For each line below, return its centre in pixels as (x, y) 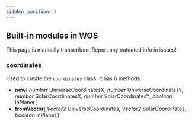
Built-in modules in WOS (52, 36)
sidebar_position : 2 (32, 12)
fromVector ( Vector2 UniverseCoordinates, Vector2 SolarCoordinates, (100, 109)
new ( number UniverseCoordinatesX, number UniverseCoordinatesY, (99, 90)
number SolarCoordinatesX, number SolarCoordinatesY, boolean (94, 96)
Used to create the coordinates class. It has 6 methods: (74, 78)
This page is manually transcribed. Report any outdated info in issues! (91, 50)
